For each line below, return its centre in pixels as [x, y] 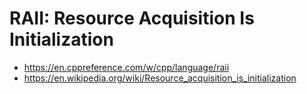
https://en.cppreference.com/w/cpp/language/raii [126, 67]
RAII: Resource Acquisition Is [132, 18]
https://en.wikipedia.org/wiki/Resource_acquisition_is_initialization [160, 78]
